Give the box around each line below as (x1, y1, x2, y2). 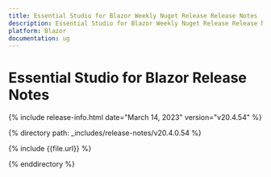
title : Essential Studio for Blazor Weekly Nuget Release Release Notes (8, 11, 258, 20)
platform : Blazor (8, 27, 67, 35)
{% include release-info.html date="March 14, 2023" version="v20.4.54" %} (8, 113, 262, 122)
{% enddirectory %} (8, 159, 75, 169)
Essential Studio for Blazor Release (8, 69, 248, 87)
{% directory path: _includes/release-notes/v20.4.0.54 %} (8, 128, 202, 138)
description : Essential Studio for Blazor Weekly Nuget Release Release (8, 19, 258, 27)
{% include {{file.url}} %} (8, 144, 92, 154)
